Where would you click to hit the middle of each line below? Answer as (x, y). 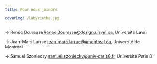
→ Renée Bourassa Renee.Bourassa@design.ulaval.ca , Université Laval (76, 32)
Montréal (14, 47)
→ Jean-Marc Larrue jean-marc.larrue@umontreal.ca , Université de (72, 41)
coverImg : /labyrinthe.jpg (32, 18)
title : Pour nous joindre (31, 9)
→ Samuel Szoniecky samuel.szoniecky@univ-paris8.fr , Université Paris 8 (78, 56)
